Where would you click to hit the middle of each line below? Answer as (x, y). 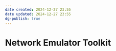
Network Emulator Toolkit (58, 42)
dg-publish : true (23, 18)
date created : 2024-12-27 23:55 (38, 9)
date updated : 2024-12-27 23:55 (38, 14)
